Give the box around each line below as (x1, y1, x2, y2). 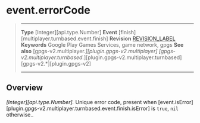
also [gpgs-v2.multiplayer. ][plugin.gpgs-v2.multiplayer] (20, 47, 158, 54)
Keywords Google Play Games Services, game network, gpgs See (20, 41, 184, 48)
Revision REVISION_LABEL (109, 35, 176, 42)
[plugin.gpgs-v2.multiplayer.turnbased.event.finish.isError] (6, 105, 150, 112)
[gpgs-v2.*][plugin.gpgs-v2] (20, 60, 91, 67)
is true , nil (151, 105, 179, 112)
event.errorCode (6, 4, 90, 17)
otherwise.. (6, 111, 34, 118)
